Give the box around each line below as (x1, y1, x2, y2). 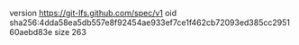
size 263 (54, 27, 87, 37)
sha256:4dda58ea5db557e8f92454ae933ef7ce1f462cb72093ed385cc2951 (9, 17, 291, 28)
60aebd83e (9, 27, 53, 37)
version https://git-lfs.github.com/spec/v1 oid (9, 8, 177, 18)
